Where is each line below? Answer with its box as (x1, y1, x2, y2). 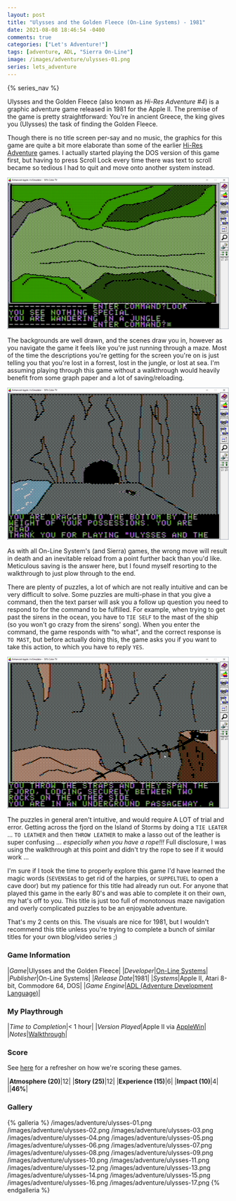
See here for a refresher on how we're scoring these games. (7, 1064, 182, 1072)
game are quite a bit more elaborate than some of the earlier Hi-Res (7, 141, 203, 149)
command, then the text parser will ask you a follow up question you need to (7, 598, 228, 606)
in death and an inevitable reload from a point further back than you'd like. (7, 554, 222, 562)
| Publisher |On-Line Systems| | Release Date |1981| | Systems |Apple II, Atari (7, 973, 219, 983)
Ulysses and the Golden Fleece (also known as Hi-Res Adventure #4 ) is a (7, 97, 220, 106)
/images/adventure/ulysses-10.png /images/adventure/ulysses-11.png (7, 1156, 209, 1164)
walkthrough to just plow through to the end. (7, 569, 136, 577)
